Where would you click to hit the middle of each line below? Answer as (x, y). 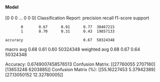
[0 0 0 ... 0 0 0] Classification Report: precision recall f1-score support (77, 18)
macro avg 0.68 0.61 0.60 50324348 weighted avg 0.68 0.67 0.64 (73, 49)
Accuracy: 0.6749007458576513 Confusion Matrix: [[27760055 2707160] (80, 64)
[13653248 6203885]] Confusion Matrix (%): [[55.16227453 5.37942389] (80, 70)
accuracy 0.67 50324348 (60, 40)
